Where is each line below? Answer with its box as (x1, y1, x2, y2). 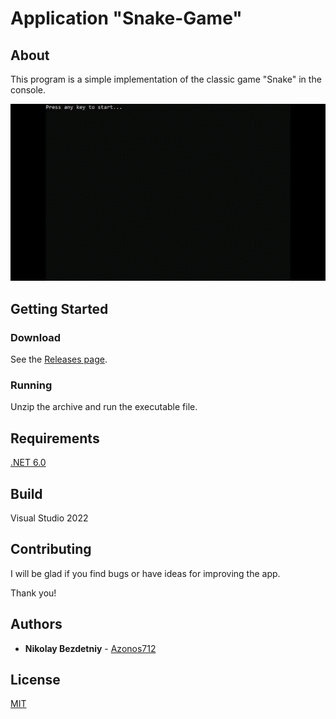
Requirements (10, 430, 100, 447)
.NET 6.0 (10, 457, 47, 469)
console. (10, 84, 47, 96)
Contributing (10, 541, 92, 558)
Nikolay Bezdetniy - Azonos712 (24, 642, 157, 654)
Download (10, 330, 62, 344)
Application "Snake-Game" (10, 7, 243, 30)
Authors (10, 616, 63, 633)
